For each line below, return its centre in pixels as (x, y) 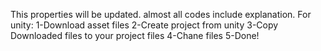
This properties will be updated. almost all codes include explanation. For (161, 14)
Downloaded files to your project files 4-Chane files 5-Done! (135, 35)
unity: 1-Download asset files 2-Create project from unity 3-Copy (144, 25)
